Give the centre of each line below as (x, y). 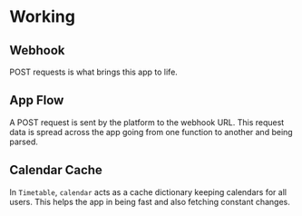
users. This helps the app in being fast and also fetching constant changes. (150, 201)
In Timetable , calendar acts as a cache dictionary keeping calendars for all (148, 191)
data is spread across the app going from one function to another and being (151, 132)
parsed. (24, 142)
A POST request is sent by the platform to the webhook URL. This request (147, 122)
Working (42, 17)
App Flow (37, 100)
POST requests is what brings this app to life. (94, 72)
